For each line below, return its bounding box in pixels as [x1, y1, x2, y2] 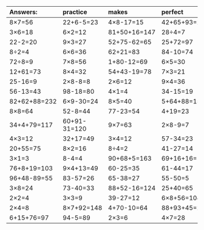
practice [63, 8, 87, 16]
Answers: [9, 8, 38, 16]
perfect [161, 8, 184, 16]
